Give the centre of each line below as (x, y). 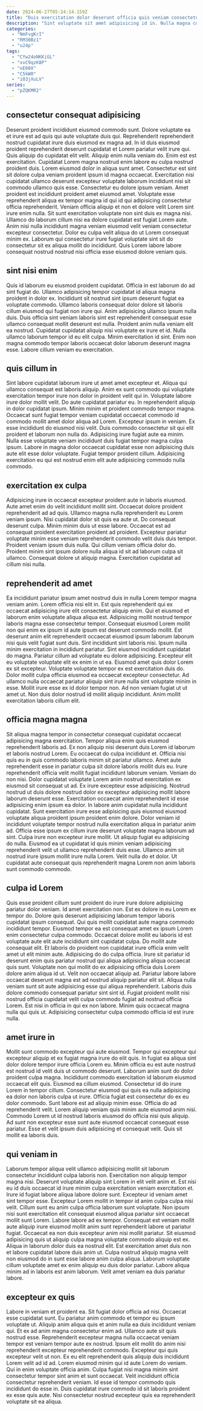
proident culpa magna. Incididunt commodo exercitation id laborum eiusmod (101, 1077)
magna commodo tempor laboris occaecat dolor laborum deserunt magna (98, 343)
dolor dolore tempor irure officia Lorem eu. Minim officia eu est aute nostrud (101, 1065)
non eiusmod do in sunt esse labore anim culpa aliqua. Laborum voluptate (98, 1259)
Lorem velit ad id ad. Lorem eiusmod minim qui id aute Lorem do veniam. (97, 1363)
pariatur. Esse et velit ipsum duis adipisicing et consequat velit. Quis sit (94, 1129)
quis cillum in (32, 368)
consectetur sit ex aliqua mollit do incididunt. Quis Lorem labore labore (94, 245)
